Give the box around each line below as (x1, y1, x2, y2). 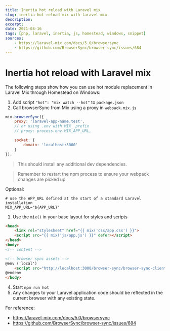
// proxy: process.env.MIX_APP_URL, (14, 128, 92, 134)
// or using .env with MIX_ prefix (14, 124, 90, 129)
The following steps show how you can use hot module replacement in (5, 84, 153, 90)
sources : (5, 36, 24, 41)
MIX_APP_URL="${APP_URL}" (5, 205, 60, 210)
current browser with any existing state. (12, 295, 96, 301)
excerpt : (5, 21, 24, 27)
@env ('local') (5, 261, 37, 266)
